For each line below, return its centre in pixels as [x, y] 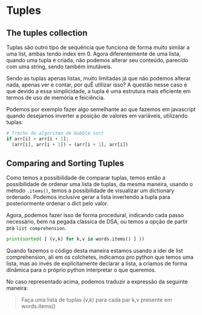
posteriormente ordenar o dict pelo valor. [57, 204]
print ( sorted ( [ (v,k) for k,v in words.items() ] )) [76, 239]
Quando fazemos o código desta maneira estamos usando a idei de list [95, 251]
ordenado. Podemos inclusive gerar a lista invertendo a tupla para [88, 197]
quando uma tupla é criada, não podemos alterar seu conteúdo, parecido [97, 60]
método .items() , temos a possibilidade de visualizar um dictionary [90, 190]
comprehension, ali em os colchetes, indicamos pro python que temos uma [100, 257]
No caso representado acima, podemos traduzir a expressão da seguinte [97, 282]
